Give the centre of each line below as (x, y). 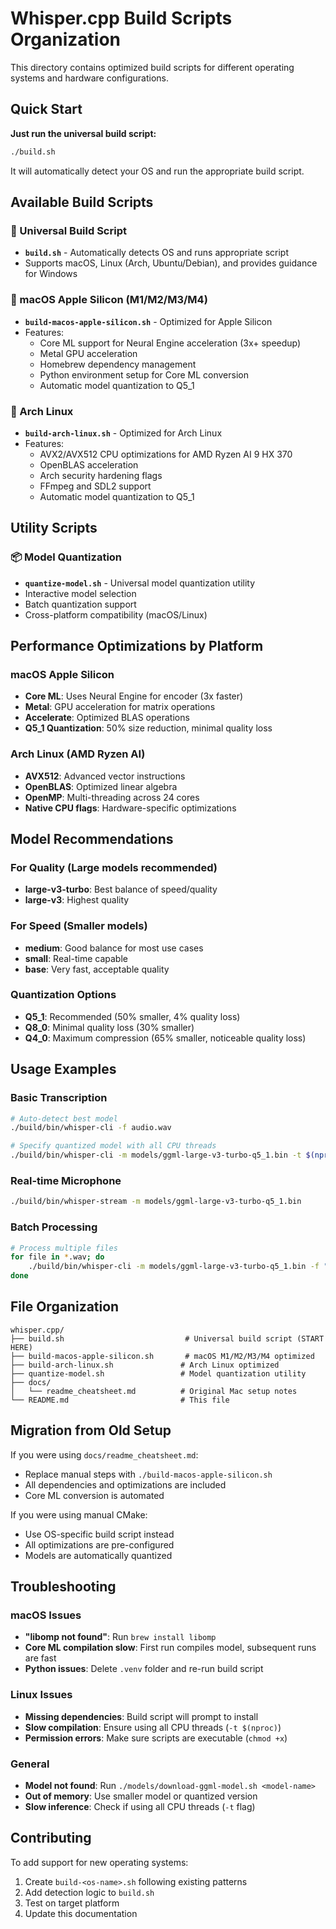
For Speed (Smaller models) (79, 926)
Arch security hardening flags (101, 475)
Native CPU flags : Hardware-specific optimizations (130, 808)
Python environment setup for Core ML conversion (144, 374)
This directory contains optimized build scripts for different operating (152, 67)
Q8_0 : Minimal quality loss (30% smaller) (109, 1027)
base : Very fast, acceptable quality (97, 969)
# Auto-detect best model (64, 1118)
